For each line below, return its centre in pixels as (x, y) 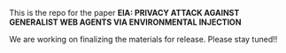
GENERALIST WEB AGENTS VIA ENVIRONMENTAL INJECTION (125, 22)
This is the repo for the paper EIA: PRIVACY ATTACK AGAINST (124, 13)
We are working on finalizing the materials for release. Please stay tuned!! (143, 39)
